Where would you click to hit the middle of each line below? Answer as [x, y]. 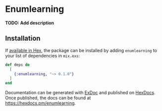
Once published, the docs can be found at [48, 98]
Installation [23, 38]
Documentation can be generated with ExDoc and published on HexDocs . [80, 93]
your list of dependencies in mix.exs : [43, 55]
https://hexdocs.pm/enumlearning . [40, 103]
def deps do [17, 65]
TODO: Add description [30, 23]
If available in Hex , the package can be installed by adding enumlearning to [81, 50]
